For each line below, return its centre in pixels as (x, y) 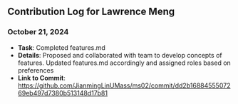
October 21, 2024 (38, 32)
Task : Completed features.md (61, 47)
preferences (36, 70)
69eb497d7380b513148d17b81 (63, 93)
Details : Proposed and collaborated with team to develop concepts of (120, 55)
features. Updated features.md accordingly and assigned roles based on (124, 63)
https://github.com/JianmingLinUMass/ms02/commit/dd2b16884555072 (124, 85)
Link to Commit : (42, 78)
